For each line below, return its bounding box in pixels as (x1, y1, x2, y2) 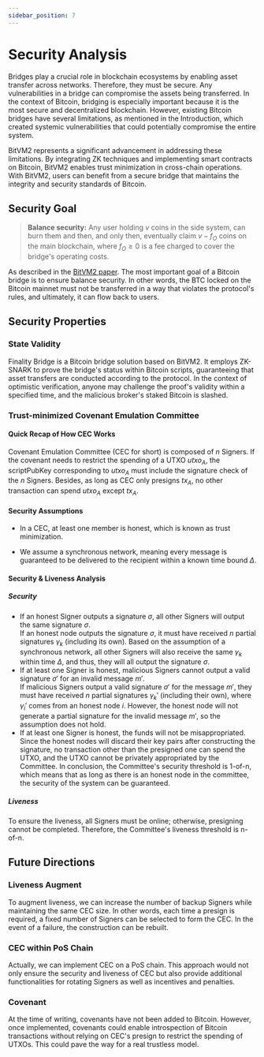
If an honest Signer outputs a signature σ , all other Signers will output (19, 611, 245, 621)
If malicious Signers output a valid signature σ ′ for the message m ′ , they (19, 682, 252, 692)
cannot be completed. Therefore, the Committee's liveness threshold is (8, 824, 239, 834)
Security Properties (8, 315, 106, 328)
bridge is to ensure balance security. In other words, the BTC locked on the (8, 275, 251, 285)
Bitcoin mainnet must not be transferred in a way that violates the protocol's (8, 283, 255, 293)
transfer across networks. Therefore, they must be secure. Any (8, 80, 213, 89)
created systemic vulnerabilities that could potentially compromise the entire (8, 121, 256, 131)
